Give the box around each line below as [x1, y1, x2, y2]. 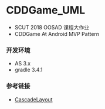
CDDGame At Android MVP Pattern [14, 30, 100, 37]
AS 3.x [14, 60, 31, 67]
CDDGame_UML [6, 4, 86, 17]
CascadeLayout [14, 95, 53, 103]
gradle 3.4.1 [14, 66, 43, 74]
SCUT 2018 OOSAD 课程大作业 [14, 24, 90, 31]
